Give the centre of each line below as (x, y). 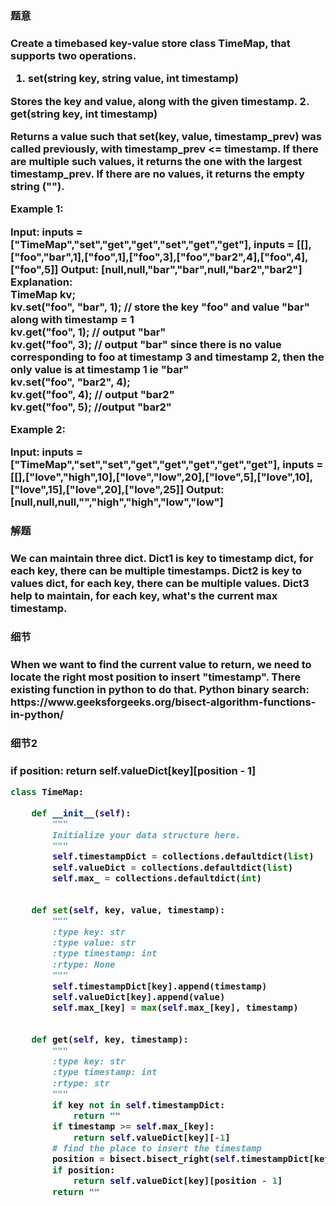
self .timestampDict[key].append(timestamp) (159, 986)
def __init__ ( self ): (81, 813)
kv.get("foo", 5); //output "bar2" (91, 407)
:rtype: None (83, 964)
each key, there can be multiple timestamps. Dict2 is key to (156, 571)
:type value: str (94, 943)
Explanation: (41, 282)
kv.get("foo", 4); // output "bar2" (92, 394)
